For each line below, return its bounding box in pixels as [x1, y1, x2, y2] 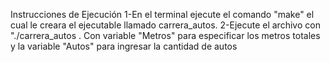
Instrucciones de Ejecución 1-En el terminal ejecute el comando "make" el [10, 9, 315, 20]
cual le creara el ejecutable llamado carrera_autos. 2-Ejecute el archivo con [10, 19, 321, 31]
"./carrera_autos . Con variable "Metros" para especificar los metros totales [10, 30, 321, 41]
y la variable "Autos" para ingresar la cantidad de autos [10, 40, 238, 52]
